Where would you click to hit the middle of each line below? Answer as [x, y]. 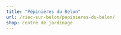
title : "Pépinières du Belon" [44, 12]
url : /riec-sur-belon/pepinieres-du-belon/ [61, 17]
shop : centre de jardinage [39, 23]
